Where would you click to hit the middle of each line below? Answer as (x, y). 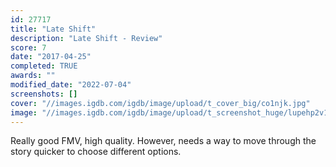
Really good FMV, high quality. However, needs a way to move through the (163, 141)
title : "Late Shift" (53, 29)
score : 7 (28, 47)
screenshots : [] (44, 94)
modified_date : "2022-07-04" (71, 85)
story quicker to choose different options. (96, 152)
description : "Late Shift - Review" (86, 38)
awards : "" (33, 76)
